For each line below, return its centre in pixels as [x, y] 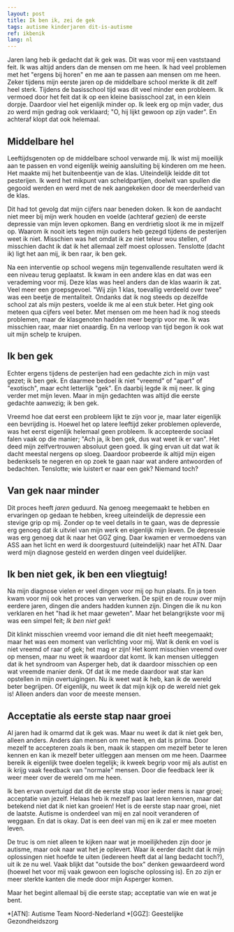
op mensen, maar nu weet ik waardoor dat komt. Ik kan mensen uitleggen [113, 657]
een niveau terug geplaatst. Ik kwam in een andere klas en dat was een [109, 275]
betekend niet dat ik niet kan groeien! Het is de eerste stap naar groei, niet [114, 806]
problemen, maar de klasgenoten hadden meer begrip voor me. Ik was [109, 319]
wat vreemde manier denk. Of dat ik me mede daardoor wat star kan [105, 672]
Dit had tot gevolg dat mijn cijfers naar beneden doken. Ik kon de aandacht [115, 209]
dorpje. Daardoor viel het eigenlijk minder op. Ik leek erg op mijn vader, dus [115, 104]
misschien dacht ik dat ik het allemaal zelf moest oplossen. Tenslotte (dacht [116, 246]
